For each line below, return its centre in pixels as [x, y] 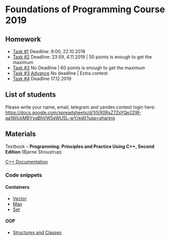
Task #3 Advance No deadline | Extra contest [60, 73]
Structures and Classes [37, 232]
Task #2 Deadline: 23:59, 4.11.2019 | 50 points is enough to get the [82, 57]
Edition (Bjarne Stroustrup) [34, 151]
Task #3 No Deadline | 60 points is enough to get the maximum [79, 68]
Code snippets [24, 175]
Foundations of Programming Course [85, 9]
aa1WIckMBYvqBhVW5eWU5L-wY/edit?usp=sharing [60, 118]
